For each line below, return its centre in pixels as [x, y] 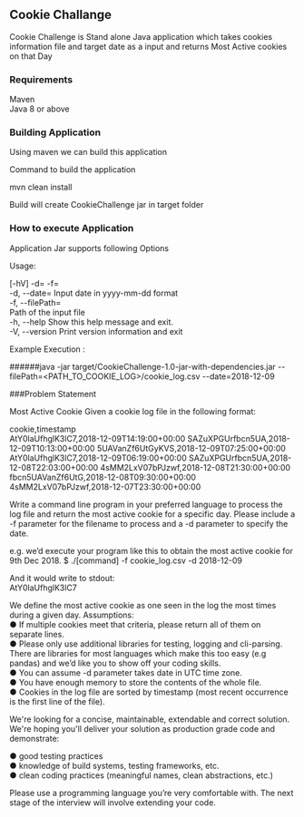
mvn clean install [41, 187]
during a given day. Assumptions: [72, 615]
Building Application [55, 132]
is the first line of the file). [58, 701]
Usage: [23, 266]
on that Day [31, 56]
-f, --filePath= [35, 302]
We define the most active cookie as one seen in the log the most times [143, 605]
